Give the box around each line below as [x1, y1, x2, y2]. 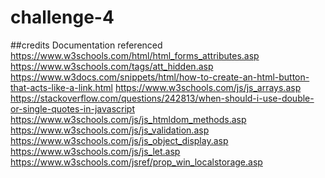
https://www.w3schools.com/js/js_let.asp [10, 145, 181, 157]
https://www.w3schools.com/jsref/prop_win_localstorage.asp [10, 156, 263, 168]
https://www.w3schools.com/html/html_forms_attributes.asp [10, 49, 260, 61]
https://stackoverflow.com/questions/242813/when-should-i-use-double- [10, 92, 315, 104]
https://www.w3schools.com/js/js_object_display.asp [10, 134, 229, 146]
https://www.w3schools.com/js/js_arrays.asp [114, 81, 302, 93]
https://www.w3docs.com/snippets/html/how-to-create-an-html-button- [10, 71, 310, 83]
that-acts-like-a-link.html [10, 81, 113, 93]
